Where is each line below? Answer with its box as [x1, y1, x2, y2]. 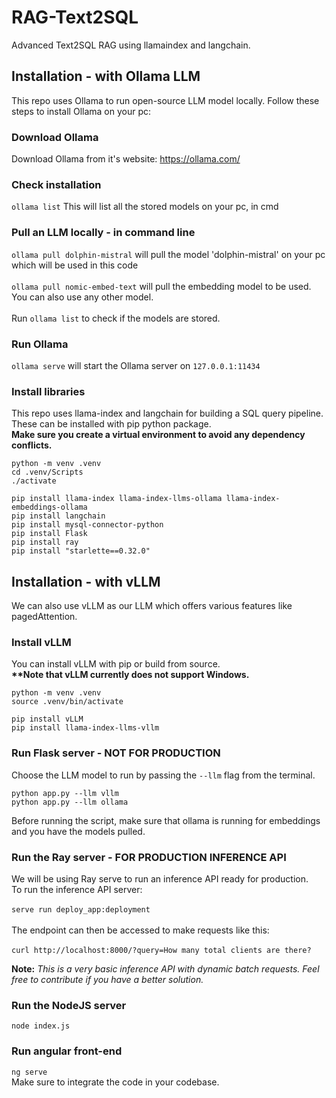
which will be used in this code [11, 259, 139, 271]
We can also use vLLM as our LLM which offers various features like [11, 600, 293, 612]
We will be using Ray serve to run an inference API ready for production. [11, 872, 309, 885]
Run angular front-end [11, 1044, 123, 1058]
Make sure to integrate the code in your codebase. [11, 1076, 220, 1088]
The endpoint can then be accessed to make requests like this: [11, 924, 270, 936]
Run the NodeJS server [11, 998, 127, 1012]
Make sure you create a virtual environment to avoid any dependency [11, 429, 306, 441]
